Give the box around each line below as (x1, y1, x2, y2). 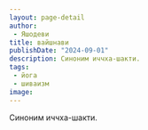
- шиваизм (12, 79, 50, 88)
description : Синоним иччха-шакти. (9, 54, 141, 63)
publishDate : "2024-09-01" (9, 46, 109, 55)
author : (9, 21, 38, 30)
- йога (12, 71, 38, 80)
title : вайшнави (9, 37, 69, 47)
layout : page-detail (9, 12, 86, 22)
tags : (9, 63, 29, 72)
